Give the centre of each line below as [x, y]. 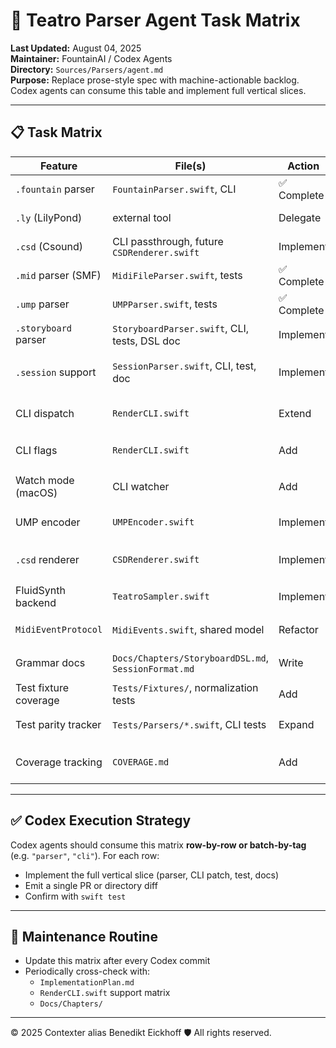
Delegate [300, 217]
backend [36, 603]
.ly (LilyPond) [49, 217]
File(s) [190, 166]
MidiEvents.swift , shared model [188, 630]
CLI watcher [141, 486]
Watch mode [45, 480]
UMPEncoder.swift [153, 522]
